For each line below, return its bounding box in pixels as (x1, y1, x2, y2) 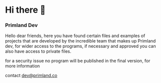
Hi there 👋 (5, 4, 46, 16)
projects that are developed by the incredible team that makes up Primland (5, 38, 156, 44)
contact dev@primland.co (5, 73, 57, 79)
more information (5, 63, 40, 69)
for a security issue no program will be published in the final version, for (5, 58, 151, 64)
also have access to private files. (5, 48, 72, 54)
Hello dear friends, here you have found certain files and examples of (5, 33, 146, 39)
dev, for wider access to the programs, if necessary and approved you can (5, 43, 156, 49)
